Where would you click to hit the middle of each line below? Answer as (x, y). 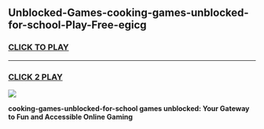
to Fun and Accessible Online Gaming (71, 116)
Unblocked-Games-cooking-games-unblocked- (128, 13)
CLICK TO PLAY (38, 48)
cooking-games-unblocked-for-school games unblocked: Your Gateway (129, 108)
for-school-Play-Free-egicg (77, 25)
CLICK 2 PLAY (35, 77)
